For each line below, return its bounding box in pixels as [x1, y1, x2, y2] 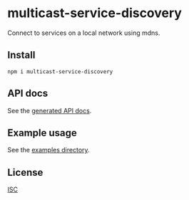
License [7, 166, 44, 179]
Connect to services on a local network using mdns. [7, 28, 160, 37]
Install [7, 49, 36, 61]
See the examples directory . [7, 146, 91, 154]
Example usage [7, 127, 77, 139]
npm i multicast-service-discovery [7, 68, 113, 75]
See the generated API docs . [7, 106, 92, 115]
